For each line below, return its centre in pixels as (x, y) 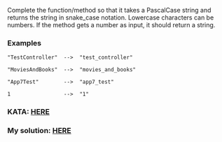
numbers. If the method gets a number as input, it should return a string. (111, 25)
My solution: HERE (39, 131)
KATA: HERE (29, 112)
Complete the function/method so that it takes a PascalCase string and (109, 10)
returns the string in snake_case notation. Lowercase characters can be (111, 17)
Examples (25, 43)
